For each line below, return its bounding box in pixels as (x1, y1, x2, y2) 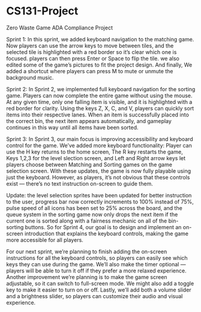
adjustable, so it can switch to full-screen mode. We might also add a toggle (6, 280, 194, 287)
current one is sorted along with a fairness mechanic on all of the (6, 217, 167, 224)
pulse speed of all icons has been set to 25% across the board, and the (6, 204, 183, 211)
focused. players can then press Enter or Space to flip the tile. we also (6, 55, 180, 62)
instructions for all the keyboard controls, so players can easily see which (6, 254, 188, 262)
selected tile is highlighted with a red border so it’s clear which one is (6, 48, 177, 55)
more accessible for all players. (6, 236, 84, 244)
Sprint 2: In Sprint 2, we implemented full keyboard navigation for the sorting (6, 85, 196, 92)
